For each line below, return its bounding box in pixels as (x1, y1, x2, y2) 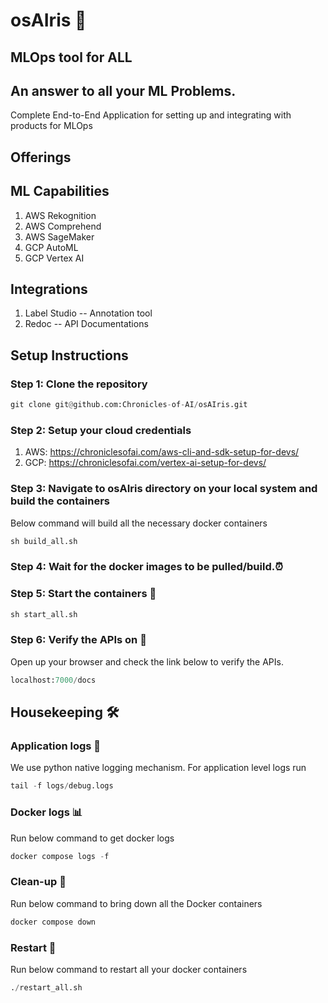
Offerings (10, 149, 72, 166)
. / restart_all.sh (10, 982, 83, 993)
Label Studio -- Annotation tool (24, 307, 153, 319)
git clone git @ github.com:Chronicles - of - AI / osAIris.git (10, 400, 248, 410)
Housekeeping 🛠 (10, 704, 120, 721)
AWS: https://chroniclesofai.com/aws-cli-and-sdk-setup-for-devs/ (24, 446, 300, 458)
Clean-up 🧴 (10, 875, 67, 889)
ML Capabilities (10, 183, 110, 200)
